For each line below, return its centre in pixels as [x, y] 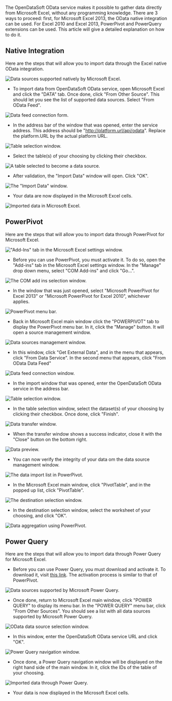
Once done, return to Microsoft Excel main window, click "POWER [82, 600]
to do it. [13, 35]
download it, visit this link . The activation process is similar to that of [85, 575]
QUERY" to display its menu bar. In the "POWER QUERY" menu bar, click [89, 606]
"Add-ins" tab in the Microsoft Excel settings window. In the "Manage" [87, 265]
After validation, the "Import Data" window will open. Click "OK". [81, 176]
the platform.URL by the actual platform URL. [60, 136]
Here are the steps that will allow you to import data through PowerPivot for [85, 234]
